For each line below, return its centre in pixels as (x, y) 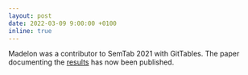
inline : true (30, 31)
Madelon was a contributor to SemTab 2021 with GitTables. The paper (124, 54)
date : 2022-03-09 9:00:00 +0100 (62, 23)
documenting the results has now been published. (91, 62)
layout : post (30, 16)
